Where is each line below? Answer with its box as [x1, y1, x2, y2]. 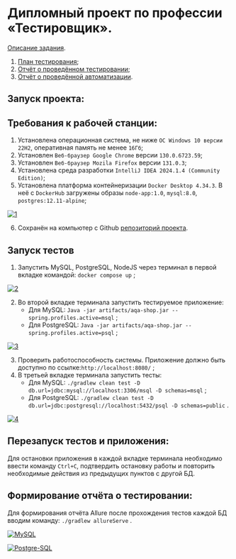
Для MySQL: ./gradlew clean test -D [28, 378, 140, 387]
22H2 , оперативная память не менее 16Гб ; [17, 143, 144, 152]
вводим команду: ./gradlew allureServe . [7, 516, 133, 524]
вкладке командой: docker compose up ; [17, 270, 136, 279]
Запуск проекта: [7, 93, 85, 105]
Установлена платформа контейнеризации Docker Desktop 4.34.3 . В [17, 181, 223, 189]
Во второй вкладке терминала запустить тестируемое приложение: [17, 298, 225, 306]
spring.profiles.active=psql [28, 329, 115, 336]
